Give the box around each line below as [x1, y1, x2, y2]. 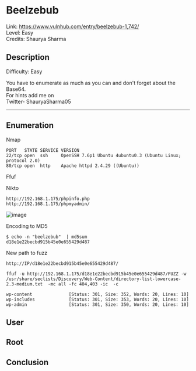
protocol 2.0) [6, 158, 41, 164]
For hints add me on [6, 91, 54, 98]
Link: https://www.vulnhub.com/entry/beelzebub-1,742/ [6, 23, 139, 30]
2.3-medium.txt [6, 281, 43, 287]
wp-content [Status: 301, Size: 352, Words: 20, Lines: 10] [6, 291, 190, 297]
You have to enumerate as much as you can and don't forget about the [6, 79, 176, 86]
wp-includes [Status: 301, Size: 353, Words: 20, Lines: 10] [6, 297, 190, 302]
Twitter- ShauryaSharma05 [6, 98, 71, 105]
